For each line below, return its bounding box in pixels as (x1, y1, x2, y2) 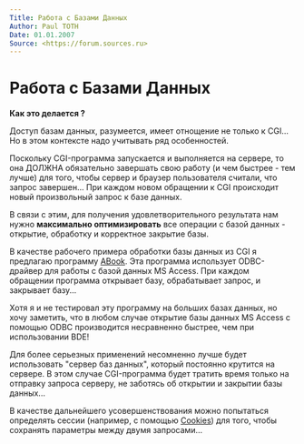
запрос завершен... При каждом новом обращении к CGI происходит (9, 182, 279, 193)
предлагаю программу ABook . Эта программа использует (9, 256, 237, 267)
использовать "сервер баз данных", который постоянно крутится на (9, 358, 275, 369)
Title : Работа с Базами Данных (9, 13, 128, 23)
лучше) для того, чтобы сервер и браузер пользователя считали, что (9, 172, 278, 183)
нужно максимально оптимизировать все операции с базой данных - (9, 219, 286, 230)
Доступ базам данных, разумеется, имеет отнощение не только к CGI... (9, 126, 289, 136)
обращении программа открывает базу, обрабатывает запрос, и (9, 275, 261, 287)
